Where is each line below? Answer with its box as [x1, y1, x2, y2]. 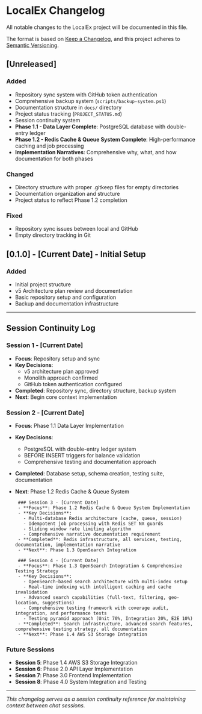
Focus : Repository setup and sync [14, 355, 100, 362]
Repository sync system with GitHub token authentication [14, 91, 158, 98]
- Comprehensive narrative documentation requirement [23, 531, 161, 537]
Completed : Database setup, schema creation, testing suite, [14, 469, 165, 477]
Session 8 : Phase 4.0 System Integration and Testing [14, 678, 147, 686]
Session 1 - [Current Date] [6, 341, 83, 349]
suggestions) [41, 600, 75, 606]
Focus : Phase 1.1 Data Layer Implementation [14, 422, 124, 429]
